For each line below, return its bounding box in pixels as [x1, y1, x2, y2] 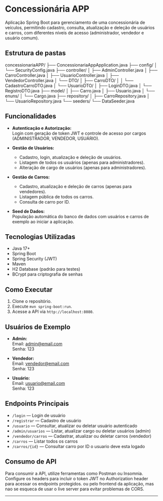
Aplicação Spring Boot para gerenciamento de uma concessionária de [5, 19, 146, 25]
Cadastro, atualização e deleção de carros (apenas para [19, 183, 132, 189]
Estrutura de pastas [5, 49, 66, 57]
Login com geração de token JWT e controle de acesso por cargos [12, 130, 147, 136]
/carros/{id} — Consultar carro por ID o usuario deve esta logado [12, 443, 145, 449]
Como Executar [5, 285, 53, 294]
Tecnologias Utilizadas [5, 232, 76, 241]
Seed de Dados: [12, 208, 45, 214]
